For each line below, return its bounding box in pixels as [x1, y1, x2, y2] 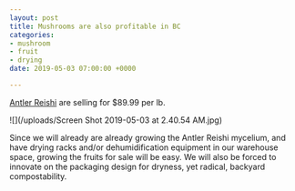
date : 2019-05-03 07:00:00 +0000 [9, 65, 137, 74]
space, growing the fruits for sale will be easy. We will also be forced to [9, 151, 277, 162]
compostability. [9, 170, 67, 182]
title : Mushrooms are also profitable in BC [9, 22, 181, 31]
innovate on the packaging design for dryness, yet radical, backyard [9, 161, 266, 172]
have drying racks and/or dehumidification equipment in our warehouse [9, 142, 279, 153]
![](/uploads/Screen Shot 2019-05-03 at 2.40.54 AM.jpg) [9, 115, 223, 126]
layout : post [9, 13, 59, 23]
